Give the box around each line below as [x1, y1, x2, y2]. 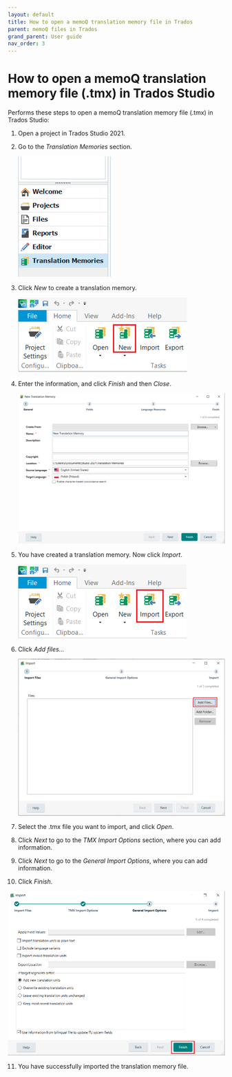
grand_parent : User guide [8, 33, 82, 40]
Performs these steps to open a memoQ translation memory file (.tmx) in [8, 108, 213, 117]
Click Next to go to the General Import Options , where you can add [17, 857, 208, 865]
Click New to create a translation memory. [17, 284, 137, 292]
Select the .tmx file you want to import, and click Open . [17, 822, 174, 830]
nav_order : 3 [8, 40, 45, 48]
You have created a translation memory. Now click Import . [17, 550, 183, 559]
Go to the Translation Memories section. [17, 142, 133, 151]
